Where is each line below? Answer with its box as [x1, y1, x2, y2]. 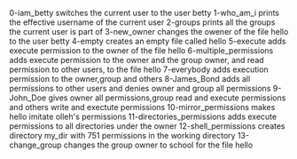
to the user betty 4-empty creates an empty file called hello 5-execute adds [9, 36, 286, 46]
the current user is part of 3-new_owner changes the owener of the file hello [9, 27, 289, 36]
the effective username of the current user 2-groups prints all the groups [9, 17, 276, 28]
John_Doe [9, 92, 47, 103]
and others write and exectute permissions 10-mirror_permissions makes [9, 102, 276, 112]
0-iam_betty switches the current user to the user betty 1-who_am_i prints [9, 8, 279, 18]
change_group [9, 139, 62, 150]
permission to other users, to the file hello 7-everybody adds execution [9, 64, 269, 75]
